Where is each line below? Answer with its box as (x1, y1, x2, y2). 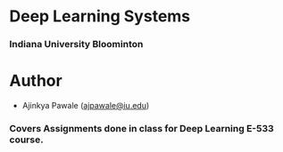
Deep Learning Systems (9, 6, 191, 27)
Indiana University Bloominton (9, 38, 144, 51)
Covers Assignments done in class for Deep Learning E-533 (9, 122, 274, 134)
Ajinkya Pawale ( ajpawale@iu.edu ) (21, 100, 150, 111)
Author (9, 71, 62, 91)
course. (9, 133, 44, 146)
